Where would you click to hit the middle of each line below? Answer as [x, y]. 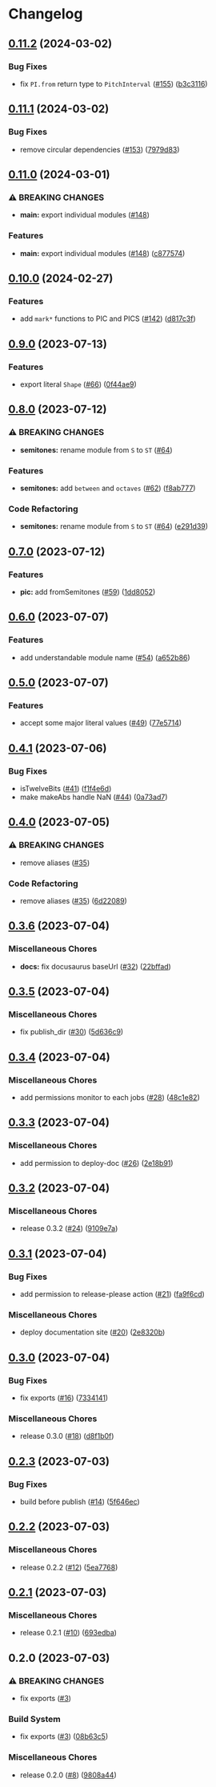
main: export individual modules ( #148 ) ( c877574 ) [102, 253]
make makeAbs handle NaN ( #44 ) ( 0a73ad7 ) [94, 797]
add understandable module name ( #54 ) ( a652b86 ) [105, 657]
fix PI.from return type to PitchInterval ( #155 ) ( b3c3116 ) [114, 83]
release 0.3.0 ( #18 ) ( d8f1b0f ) [67, 1436]
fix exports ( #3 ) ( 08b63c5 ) [64, 1736]
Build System [35, 1720]
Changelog [46, 14]
